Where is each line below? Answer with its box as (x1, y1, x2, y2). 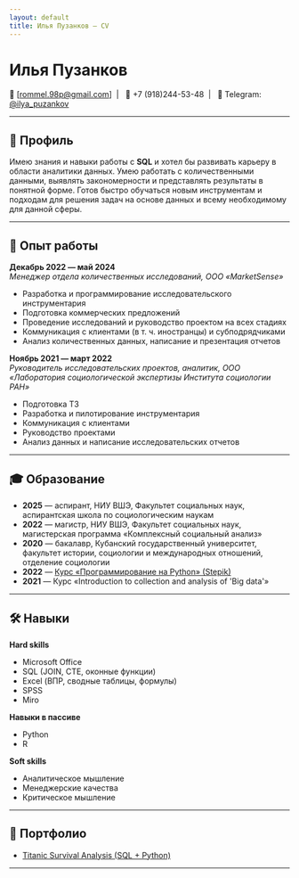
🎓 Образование (9, 472, 105, 487)
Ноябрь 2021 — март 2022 (9, 353, 113, 364)
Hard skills (9, 639, 50, 650)
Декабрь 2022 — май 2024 (9, 262, 116, 273)
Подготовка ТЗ (21, 398, 80, 410)
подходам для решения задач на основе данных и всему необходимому (9, 194, 287, 205)
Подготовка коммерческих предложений (21, 308, 181, 318)
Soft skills (9, 755, 47, 767)
